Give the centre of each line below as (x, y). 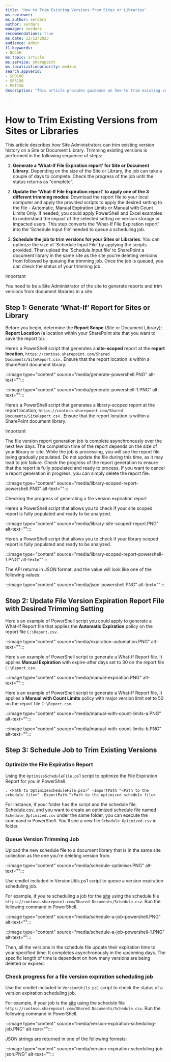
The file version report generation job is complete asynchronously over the (84, 441)
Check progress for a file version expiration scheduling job (79, 977)
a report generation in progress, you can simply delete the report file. (78, 473)
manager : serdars (24, 29)
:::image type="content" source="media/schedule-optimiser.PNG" (75, 866)
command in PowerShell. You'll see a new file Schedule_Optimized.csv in (81, 820)
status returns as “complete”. (43, 182)
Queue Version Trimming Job (42, 839)
